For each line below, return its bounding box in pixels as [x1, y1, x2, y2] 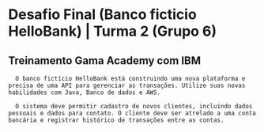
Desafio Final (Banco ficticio [8, 6, 198, 24]
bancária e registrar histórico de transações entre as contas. [8, 116, 224, 124]
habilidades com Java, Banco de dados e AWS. [8, 89, 160, 96]
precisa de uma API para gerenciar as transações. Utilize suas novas [8, 81, 246, 89]
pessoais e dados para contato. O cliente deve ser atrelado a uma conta [8, 109, 257, 117]
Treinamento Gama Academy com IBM [8, 54, 202, 67]
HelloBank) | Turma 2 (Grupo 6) [8, 22, 217, 40]
